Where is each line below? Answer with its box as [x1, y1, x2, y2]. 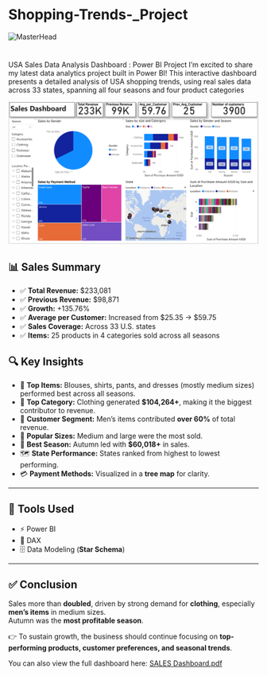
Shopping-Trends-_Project [8, 6, 188, 24]
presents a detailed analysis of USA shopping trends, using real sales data [8, 77, 252, 87]
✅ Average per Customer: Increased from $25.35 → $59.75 [19, 312, 217, 322]
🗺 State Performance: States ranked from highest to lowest [19, 448, 220, 458]
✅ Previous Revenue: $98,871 [19, 295, 119, 304]
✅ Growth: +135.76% [19, 303, 90, 313]
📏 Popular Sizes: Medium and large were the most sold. [19, 431, 203, 440]
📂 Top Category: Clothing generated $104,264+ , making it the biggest [19, 397, 252, 407]
